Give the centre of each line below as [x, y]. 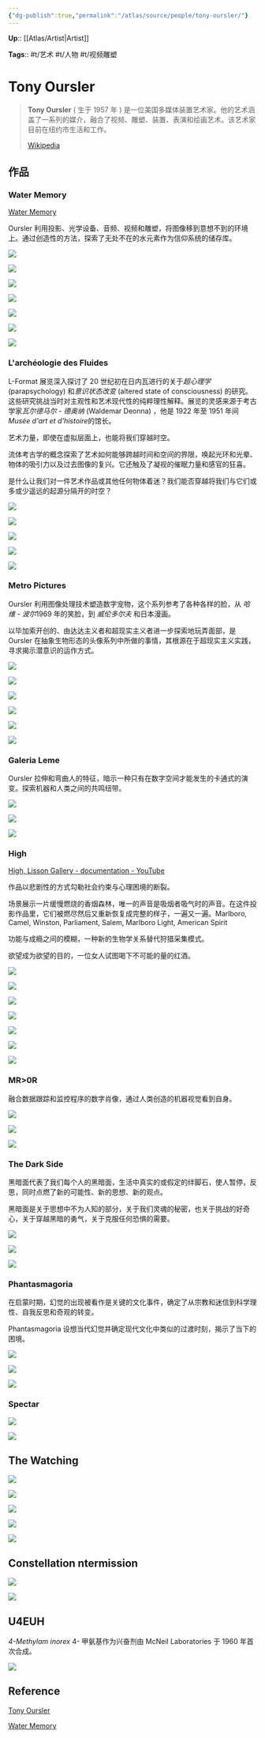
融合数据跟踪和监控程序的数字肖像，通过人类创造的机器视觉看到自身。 [122, 1098]
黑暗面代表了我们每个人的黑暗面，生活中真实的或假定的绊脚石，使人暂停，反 [132, 1183]
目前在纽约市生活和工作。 [69, 129]
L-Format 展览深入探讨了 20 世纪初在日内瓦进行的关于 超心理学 [110, 381]
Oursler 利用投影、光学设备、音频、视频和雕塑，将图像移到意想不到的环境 [128, 228]
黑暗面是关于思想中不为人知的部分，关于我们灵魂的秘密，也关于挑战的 [122, 1209]
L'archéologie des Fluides [58, 363]
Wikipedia [44, 145]
